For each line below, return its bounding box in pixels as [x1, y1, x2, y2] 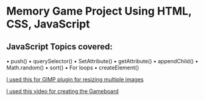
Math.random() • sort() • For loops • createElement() [6, 64, 139, 71]
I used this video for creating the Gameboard [6, 88, 119, 95]
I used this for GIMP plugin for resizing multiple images [6, 76, 144, 83]
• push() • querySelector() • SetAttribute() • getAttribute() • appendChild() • [6, 58, 199, 64]
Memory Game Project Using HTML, [6, 4, 192, 18]
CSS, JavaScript [6, 17, 90, 31]
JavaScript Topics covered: [6, 41, 113, 52]
